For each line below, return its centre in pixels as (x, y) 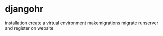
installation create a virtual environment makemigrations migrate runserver (82, 23)
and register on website (29, 28)
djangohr (24, 9)
